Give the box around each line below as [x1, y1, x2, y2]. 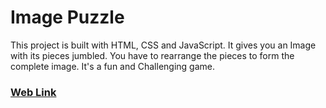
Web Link [10, 85, 57, 99]
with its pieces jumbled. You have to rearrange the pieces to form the [10, 49, 295, 61]
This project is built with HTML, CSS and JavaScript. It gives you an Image [10, 39, 317, 51]
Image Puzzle [10, 6, 125, 29]
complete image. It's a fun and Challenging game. [10, 60, 215, 72]
